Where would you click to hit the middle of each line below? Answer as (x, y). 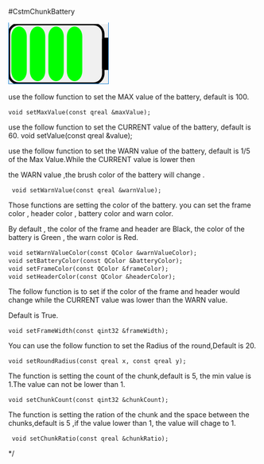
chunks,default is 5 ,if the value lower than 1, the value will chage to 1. (122, 423)
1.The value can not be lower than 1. (67, 384)
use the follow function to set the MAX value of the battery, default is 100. (129, 97)
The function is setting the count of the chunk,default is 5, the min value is (130, 376)
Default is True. (33, 315)
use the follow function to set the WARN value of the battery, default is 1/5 (129, 151)
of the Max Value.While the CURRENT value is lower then (102, 159)
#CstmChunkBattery (42, 12)
